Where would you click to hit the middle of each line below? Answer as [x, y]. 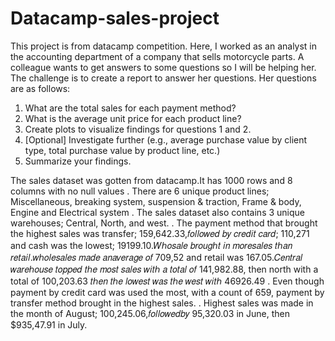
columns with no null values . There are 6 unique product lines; [140, 191]
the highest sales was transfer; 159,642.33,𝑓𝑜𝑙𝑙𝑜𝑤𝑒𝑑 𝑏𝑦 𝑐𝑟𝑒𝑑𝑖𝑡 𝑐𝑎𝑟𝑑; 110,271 [160, 233]
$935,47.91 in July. [49, 324]
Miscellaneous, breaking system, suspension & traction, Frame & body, [156, 201]
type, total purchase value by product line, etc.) [122, 150]
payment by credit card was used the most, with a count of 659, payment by [167, 292]
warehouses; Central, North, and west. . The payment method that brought [164, 223]
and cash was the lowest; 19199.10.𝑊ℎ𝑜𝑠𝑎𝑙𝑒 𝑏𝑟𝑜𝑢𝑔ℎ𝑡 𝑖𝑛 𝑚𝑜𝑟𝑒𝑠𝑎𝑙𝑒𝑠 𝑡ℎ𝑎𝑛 [151, 245]
